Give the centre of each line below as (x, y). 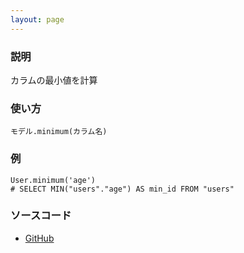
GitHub (39, 238)
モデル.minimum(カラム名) (59, 132)
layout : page (37, 19)
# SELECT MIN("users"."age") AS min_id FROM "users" (122, 189)
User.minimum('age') (53, 180)
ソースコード (41, 216)
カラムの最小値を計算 (54, 80)
